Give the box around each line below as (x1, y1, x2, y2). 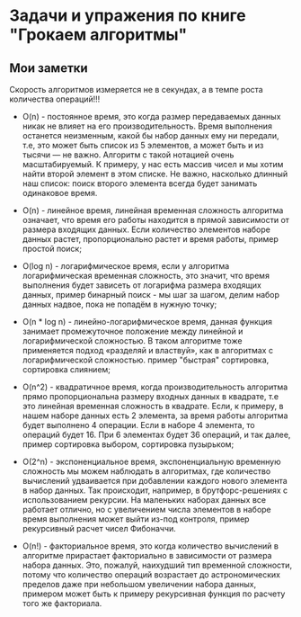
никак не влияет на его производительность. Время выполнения (22, 121, 272, 131)
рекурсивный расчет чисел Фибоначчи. (22, 523, 177, 533)
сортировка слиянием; (22, 364, 111, 374)
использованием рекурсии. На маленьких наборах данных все (22, 495, 267, 505)
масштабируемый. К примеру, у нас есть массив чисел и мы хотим (22, 159, 284, 169)
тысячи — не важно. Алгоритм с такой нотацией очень (22, 149, 235, 160)
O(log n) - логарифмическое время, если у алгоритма (22, 261, 230, 271)
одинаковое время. (22, 188, 98, 198)
